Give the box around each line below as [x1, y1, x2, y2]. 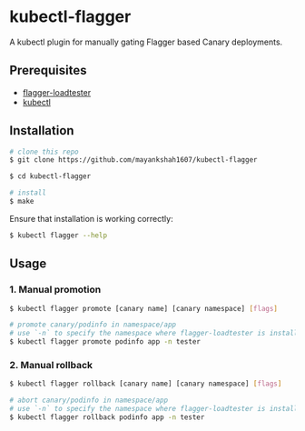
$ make [9, 197, 34, 206]
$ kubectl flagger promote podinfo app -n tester [9, 337, 202, 346]
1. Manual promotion [9, 284, 102, 296]
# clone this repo [9, 147, 79, 156]
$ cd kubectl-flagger [9, 172, 92, 181]
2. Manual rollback [9, 358, 93, 371]
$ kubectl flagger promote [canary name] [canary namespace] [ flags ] [9, 304, 279, 313]
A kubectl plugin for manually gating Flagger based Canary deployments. [9, 36, 283, 47]
